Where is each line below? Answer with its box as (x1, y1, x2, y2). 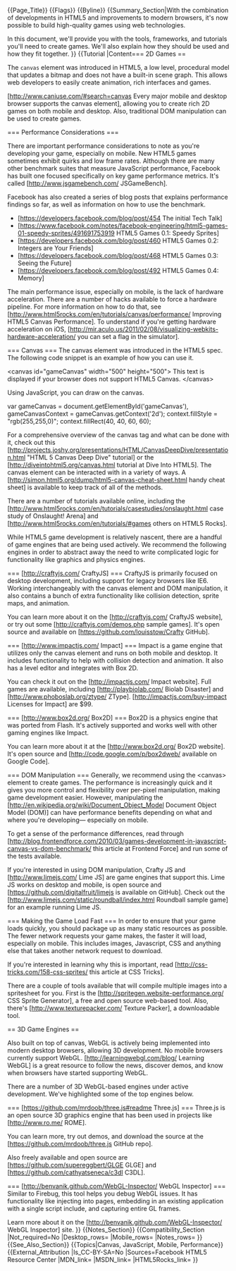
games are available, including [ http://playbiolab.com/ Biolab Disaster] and (7, 685, 224, 693)
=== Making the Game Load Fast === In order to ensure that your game (7, 916, 216, 925)
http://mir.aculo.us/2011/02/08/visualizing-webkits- (70, 325, 218, 333)
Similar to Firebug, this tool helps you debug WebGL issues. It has (7, 1189, 198, 1198)
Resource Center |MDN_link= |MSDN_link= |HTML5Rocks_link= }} (7, 1255, 199, 1264)
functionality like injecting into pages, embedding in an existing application (7, 1197, 224, 1205)
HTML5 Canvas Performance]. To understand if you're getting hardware (7, 317, 217, 326)
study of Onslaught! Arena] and (7, 512, 99, 520)
